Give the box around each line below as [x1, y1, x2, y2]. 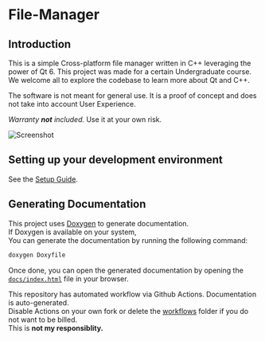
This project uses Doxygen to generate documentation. [8, 218, 189, 228]
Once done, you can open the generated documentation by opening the [8, 265, 244, 275]
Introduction [8, 37, 72, 51]
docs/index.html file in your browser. [8, 273, 129, 284]
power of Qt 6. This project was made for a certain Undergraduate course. [8, 67, 252, 76]
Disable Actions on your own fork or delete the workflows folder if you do [8, 306, 249, 316]
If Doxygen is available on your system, [8, 227, 137, 237]
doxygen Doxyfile [8, 251, 66, 259]
